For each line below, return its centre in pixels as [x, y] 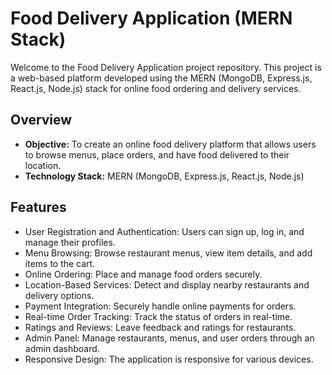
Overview [41, 120]
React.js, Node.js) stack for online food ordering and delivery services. [156, 88]
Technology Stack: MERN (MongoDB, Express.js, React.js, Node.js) [164, 176]
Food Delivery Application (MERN [151, 18]
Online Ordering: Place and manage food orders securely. [143, 274]
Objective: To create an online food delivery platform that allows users [170, 144]
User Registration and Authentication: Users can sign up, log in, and [164, 231]
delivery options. [59, 295]
